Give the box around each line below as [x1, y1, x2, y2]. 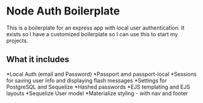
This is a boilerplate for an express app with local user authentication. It [6, 24, 185, 31]
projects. [6, 37, 28, 44]
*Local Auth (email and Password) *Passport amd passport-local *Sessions [6, 70, 197, 78]
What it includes [6, 54, 70, 64]
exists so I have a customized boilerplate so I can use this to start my [6, 30, 178, 37]
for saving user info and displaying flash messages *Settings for [6, 76, 167, 84]
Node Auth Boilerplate [6, 4, 120, 18]
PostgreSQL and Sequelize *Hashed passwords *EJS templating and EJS [6, 83, 190, 90]
